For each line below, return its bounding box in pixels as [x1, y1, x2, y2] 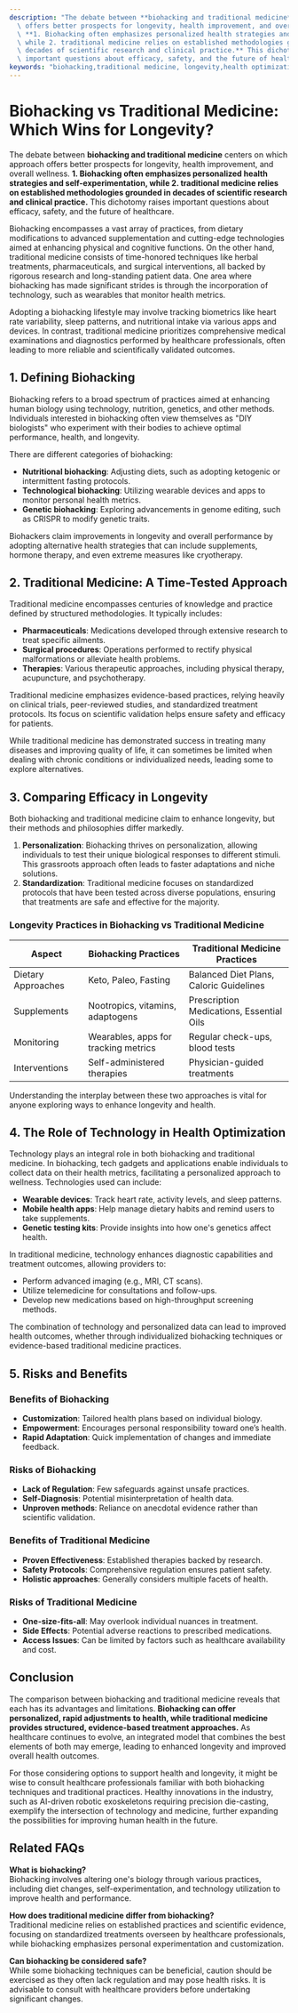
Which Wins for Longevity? [9, 120, 215, 141]
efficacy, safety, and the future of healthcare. [9, 205, 175, 216]
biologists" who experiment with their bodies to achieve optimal [9, 422, 242, 432]
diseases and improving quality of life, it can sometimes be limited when [9, 745, 273, 756]
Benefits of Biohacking [9, 1393, 109, 1405]
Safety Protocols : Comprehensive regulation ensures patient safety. [21, 1564, 272, 1574]
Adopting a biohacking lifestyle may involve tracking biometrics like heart [9, 306, 277, 317]
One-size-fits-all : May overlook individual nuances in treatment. [21, 1615, 259, 1626]
